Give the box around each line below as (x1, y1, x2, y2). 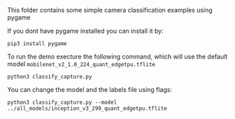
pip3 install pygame (7, 40, 68, 47)
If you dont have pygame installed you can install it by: (7, 27, 164, 35)
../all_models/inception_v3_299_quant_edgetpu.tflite (7, 105, 168, 112)
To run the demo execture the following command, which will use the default (7, 52, 228, 61)
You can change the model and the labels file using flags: (7, 86, 173, 93)
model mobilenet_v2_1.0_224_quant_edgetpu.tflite (7, 60, 156, 68)
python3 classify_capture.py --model (7, 99, 117, 106)
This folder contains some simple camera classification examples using (7, 6, 213, 14)
